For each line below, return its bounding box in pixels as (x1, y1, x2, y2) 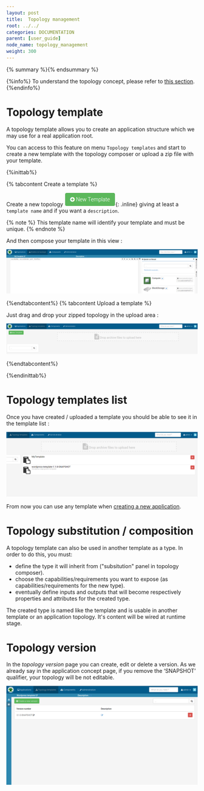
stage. (6, 619, 22, 627)
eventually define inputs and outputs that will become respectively (15, 588, 182, 596)
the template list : (6, 420, 50, 427)
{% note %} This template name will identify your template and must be (6, 219, 185, 226)
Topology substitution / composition (6, 524, 194, 538)
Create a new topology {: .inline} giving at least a (6, 200, 179, 208)
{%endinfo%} (6, 84, 41, 91)
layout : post (6, 10, 39, 16)
